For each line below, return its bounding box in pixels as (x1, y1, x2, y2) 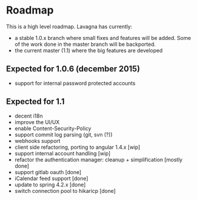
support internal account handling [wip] (14, 149, 111, 156)
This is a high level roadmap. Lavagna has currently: (6, 23, 132, 30)
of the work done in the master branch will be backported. (14, 41, 156, 48)
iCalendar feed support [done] (14, 175, 88, 182)
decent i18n (14, 112, 43, 119)
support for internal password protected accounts (14, 79, 136, 86)
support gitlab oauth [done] (14, 168, 82, 175)
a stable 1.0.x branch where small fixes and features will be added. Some (14, 34, 191, 41)
